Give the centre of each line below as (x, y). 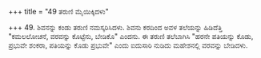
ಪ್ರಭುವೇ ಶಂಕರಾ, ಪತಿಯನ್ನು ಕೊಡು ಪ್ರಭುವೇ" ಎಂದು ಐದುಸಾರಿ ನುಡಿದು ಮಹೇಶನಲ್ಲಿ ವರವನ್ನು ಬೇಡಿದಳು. (128, 45)
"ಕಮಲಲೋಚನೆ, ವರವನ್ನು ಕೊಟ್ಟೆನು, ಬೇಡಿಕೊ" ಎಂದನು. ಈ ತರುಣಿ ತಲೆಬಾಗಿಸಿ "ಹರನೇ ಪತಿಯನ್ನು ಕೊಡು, (131, 36)
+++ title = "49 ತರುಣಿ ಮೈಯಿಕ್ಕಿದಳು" (59, 12)
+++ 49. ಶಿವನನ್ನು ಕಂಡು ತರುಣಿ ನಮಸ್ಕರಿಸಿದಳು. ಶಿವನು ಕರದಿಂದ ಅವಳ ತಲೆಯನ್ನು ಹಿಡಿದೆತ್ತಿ (115, 27)
